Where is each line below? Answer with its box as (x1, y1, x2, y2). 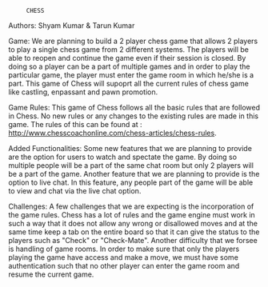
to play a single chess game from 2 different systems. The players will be (8, 45, 250, 54)
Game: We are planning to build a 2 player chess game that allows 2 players (8, 36, 258, 46)
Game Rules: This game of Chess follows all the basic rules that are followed (8, 103, 261, 112)
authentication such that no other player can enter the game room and (8, 261, 240, 270)
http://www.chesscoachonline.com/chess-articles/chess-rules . (8, 128, 218, 138)
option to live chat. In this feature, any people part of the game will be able (8, 177, 254, 187)
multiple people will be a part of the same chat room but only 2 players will (8, 161, 254, 170)
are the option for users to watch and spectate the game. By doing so (8, 152, 238, 161)
